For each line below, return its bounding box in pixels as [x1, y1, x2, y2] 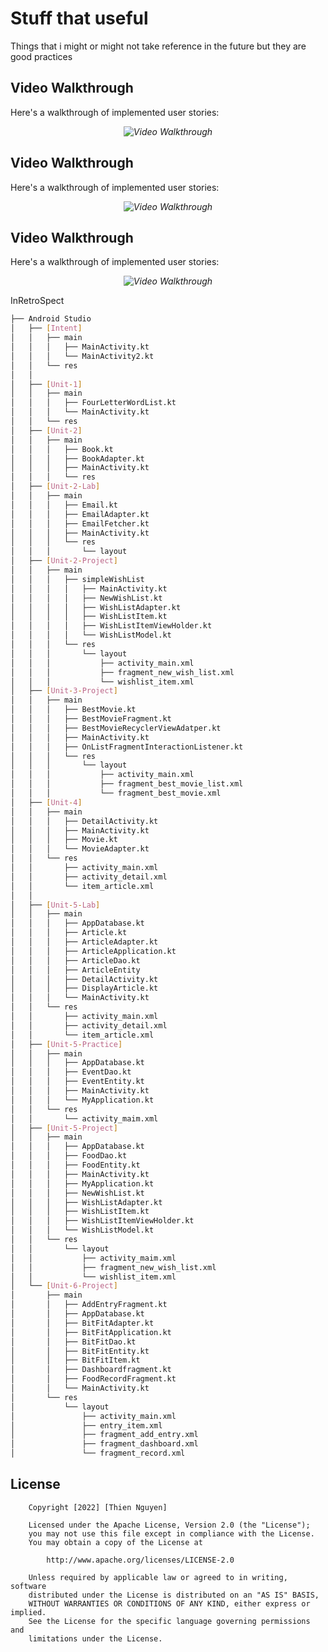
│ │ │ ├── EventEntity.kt [10, 1077, 145, 1087]
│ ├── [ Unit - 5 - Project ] [10, 1123, 118, 1133]
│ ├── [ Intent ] [10, 323, 83, 334]
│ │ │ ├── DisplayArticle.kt [10, 983, 159, 994]
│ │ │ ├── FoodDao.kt [10, 1151, 128, 1161]
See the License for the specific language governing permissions [28, 1616, 311, 1626]
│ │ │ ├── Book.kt [10, 444, 114, 454]
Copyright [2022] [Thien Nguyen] [28, 1502, 168, 1512]
